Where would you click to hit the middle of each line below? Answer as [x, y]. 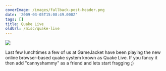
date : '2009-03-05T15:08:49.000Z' [42, 15]
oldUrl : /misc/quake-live [32, 29]
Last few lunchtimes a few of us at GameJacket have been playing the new [83, 52]
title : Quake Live [24, 24]
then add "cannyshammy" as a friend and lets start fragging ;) [70, 63]
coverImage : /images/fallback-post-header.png [55, 10]
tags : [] [14, 19]
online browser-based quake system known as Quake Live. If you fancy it [81, 58]
